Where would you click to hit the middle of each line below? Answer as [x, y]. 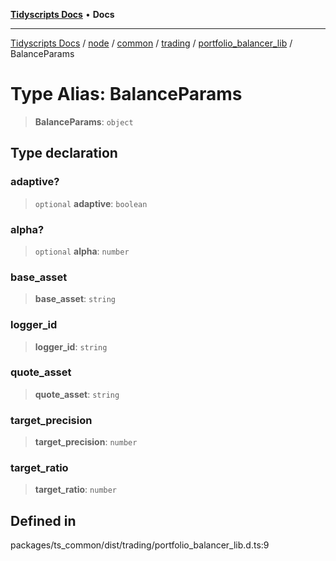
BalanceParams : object [84, 121]
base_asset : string [75, 299]
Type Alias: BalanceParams [126, 94]
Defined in [43, 520]
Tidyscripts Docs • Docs [62, 14]
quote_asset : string [77, 394]
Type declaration [64, 153]
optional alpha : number [82, 251]
